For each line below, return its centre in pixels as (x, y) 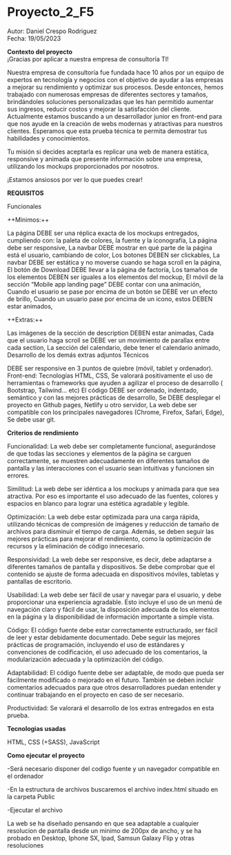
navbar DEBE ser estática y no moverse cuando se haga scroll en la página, (114, 262)
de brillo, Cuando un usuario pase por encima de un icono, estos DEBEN (110, 299)
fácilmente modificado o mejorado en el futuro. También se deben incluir (110, 680)
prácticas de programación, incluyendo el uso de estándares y (96, 644)
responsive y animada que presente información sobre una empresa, (105, 158)
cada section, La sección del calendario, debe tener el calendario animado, (114, 347)
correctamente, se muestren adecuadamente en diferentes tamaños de (108, 461)
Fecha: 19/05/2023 (34, 38)
